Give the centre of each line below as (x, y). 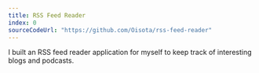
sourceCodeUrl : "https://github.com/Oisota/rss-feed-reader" (110, 30)
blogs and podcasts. (41, 60)
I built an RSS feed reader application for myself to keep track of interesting (130, 53)
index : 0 (22, 23)
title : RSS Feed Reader (47, 15)
